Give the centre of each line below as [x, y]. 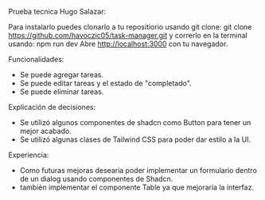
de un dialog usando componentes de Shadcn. [96, 179]
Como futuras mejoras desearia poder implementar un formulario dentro [138, 170]
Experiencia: [29, 155]
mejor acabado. [45, 131]
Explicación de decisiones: [52, 107]
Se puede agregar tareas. [61, 75]
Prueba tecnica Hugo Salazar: [57, 12]
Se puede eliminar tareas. [62, 92]
